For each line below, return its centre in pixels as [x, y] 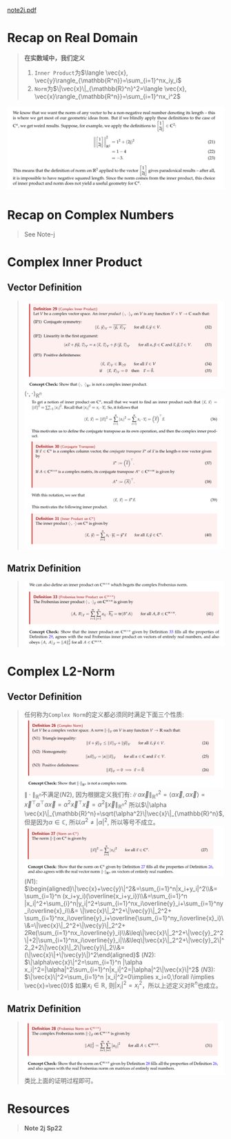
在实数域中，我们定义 [54, 57]
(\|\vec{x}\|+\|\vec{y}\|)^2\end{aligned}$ [82, 954]
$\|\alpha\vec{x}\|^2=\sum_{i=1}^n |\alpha [83, 962]
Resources [39, 1109]
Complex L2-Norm [61, 671]
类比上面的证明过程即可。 [60, 1080]
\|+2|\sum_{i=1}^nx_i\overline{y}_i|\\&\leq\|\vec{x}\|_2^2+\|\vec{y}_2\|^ [124, 940]
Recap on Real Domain [72, 38]
